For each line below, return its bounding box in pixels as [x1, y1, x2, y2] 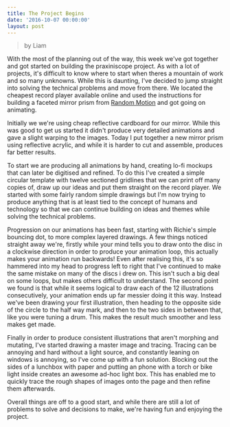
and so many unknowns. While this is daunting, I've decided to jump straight [7, 77, 223, 85]
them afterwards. [7, 385, 56, 393]
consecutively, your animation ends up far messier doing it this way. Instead [7, 291, 222, 300]
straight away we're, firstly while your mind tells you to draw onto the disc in [7, 241, 222, 249]
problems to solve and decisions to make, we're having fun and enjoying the [7, 405, 223, 413]
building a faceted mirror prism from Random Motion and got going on [7, 99, 206, 107]
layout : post [7, 23, 45, 29]
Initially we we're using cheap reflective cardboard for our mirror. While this [7, 119, 221, 127]
